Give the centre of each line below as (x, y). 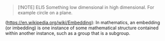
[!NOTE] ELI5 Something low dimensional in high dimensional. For (86, 7)
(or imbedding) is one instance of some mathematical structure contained (82, 28)
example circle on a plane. (45, 13)
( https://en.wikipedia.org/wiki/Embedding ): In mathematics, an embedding (83, 23)
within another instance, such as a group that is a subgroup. (68, 33)
